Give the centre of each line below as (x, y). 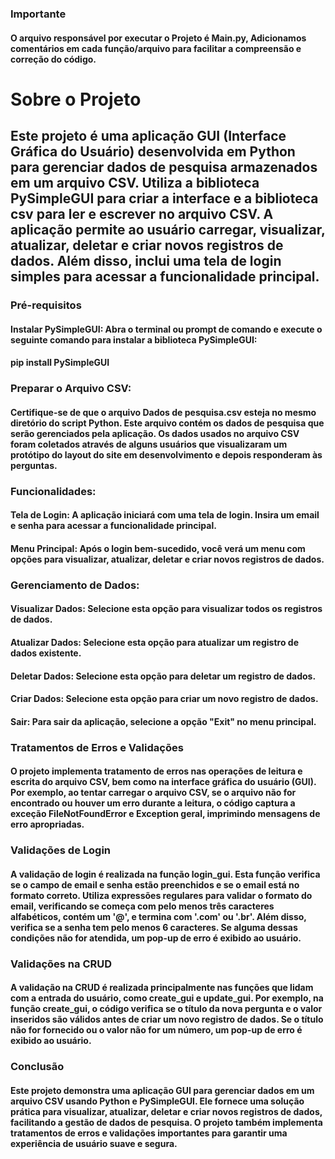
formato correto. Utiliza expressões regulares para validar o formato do (161, 895)
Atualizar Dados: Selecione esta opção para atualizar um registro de (154, 642)
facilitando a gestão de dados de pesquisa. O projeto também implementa (166, 1122)
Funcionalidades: (53, 491)
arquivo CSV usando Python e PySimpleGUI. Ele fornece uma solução (157, 1101)
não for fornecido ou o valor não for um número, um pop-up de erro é (156, 1030)
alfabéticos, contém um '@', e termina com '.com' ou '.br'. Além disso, (158, 916)
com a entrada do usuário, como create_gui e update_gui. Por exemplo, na (167, 998)
